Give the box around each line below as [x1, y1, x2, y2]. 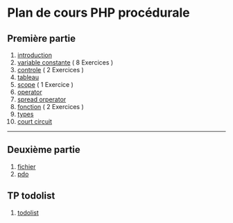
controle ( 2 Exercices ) [17, 66, 85, 74]
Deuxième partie [7, 144, 81, 156]
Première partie [7, 33, 76, 44]
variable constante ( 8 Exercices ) [17, 58, 114, 67]
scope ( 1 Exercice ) [17, 81, 74, 88]
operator [17, 88, 43, 96]
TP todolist [7, 190, 55, 202]
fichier [17, 162, 36, 171]
